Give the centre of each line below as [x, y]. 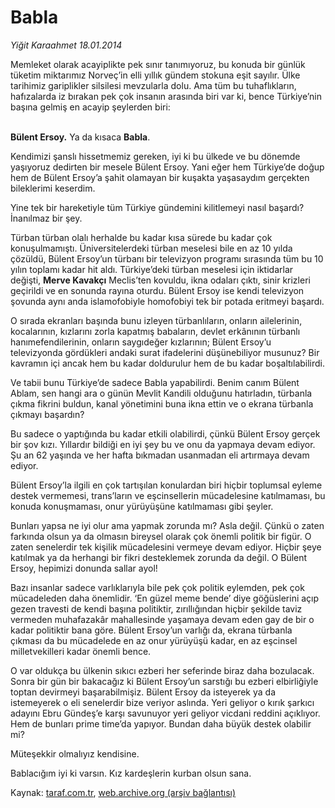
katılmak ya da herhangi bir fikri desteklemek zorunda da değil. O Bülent [159, 557]
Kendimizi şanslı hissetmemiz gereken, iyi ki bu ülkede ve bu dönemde [155, 156]
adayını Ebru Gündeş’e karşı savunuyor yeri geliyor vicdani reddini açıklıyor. [165, 713]
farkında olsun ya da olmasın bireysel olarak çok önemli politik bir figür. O [161, 536]
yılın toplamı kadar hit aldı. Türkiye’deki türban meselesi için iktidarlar [152, 269]
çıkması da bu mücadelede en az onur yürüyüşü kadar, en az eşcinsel [154, 640]
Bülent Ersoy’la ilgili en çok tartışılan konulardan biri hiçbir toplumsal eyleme [166, 485]
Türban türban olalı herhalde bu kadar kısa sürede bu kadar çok [141, 237]
